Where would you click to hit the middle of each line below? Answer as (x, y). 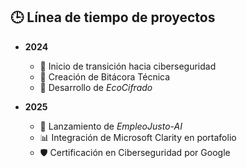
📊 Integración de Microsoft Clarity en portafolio (138, 137)
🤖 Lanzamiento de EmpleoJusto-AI (111, 126)
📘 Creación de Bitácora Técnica (105, 76)
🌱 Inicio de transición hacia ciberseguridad (128, 66)
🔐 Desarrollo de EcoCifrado (96, 87)
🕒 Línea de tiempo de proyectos (113, 17)
